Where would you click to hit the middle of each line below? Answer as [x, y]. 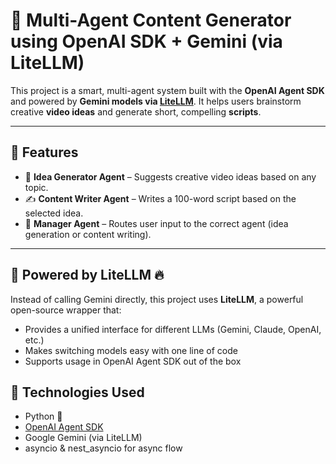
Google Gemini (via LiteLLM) [83, 438]
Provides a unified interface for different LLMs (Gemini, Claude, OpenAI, [173, 329]
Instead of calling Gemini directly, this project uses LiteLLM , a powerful [157, 299]
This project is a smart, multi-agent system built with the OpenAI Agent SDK [167, 90]
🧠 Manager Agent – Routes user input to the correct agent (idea [156, 223]
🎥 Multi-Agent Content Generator [151, 20]
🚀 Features [44, 152]
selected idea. [54, 213]
